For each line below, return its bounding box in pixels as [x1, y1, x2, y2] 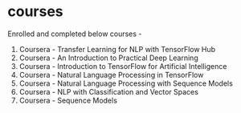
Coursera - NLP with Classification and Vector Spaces [18, 87, 198, 96]
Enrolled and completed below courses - [7, 29, 142, 38]
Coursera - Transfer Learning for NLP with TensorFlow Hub [18, 44, 216, 54]
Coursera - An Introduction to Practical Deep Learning [18, 53, 198, 63]
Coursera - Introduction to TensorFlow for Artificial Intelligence [18, 61, 227, 71]
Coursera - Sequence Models [18, 95, 118, 105]
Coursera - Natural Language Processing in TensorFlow [18, 70, 204, 79]
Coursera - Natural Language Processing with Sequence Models [18, 79, 234, 88]
